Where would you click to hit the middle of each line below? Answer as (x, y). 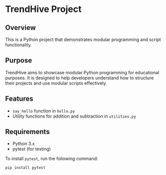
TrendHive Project (43, 9)
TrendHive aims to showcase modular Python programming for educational (82, 72)
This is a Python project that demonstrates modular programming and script (83, 39)
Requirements (27, 132)
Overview (21, 28)
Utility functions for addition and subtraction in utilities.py (74, 116)
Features (19, 99)
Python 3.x (23, 144)
